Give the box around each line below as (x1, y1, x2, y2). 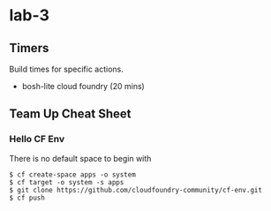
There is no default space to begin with (9, 153, 152, 163)
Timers (9, 41, 49, 56)
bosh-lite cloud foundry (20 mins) (21, 81, 146, 91)
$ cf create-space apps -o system (9, 170, 137, 179)
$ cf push (9, 193, 46, 202)
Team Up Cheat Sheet (9, 107, 132, 122)
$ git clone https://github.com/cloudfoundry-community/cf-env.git (9, 185, 263, 194)
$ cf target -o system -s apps (9, 177, 124, 186)
